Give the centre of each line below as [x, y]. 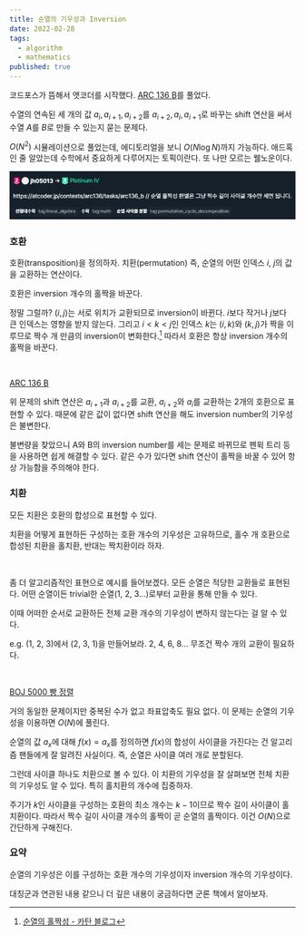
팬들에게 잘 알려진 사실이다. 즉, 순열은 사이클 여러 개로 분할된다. [131, 755]
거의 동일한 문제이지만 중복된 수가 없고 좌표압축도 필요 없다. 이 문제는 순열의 [144, 711]
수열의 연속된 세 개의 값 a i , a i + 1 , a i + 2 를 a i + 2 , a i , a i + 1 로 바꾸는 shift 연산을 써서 [151, 115]
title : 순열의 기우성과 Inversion [68, 19]
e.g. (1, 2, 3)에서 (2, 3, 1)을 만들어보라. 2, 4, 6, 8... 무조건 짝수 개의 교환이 [140, 643]
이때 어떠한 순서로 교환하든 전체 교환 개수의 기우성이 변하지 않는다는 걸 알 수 [144, 613]
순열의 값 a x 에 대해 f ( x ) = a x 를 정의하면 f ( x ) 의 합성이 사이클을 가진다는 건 [139, 742]
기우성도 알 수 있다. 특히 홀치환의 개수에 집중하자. [106, 785]
